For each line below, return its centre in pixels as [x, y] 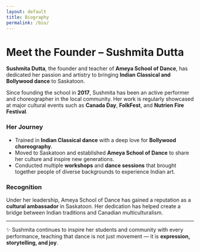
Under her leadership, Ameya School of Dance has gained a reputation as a [99, 200]
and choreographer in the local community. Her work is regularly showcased [100, 99]
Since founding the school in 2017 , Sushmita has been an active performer [98, 93]
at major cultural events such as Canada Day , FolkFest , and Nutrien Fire [95, 105]
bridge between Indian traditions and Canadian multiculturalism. [85, 212]
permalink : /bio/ [28, 23]
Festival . [17, 112]
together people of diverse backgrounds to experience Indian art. [95, 171]
